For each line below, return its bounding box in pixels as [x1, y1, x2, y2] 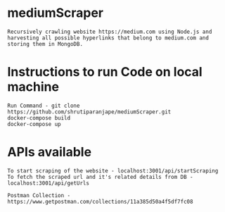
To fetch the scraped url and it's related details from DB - [7, 173, 193, 180]
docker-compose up [7, 120, 61, 127]
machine [7, 79, 60, 95]
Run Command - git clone [7, 102, 80, 109]
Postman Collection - [7, 192, 71, 199]
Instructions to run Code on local [7, 64, 202, 80]
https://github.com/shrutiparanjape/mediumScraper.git [7, 108, 172, 116]
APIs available [7, 144, 92, 160]
